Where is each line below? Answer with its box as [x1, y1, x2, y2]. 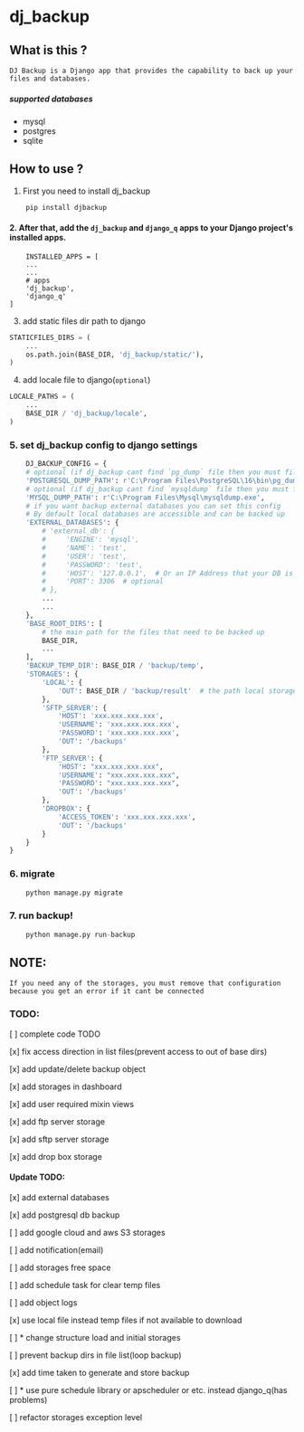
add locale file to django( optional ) [22, 375, 151, 385]
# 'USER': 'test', [42, 552, 128, 561]
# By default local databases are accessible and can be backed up [25, 509, 285, 519]
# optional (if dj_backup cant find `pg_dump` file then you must [25, 468, 281, 477]
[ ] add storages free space [9, 1262, 111, 1273]
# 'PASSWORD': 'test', [42, 560, 144, 569]
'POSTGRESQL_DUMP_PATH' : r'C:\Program [25, 476, 172, 485]
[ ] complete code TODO [9, 1029, 101, 1039]
